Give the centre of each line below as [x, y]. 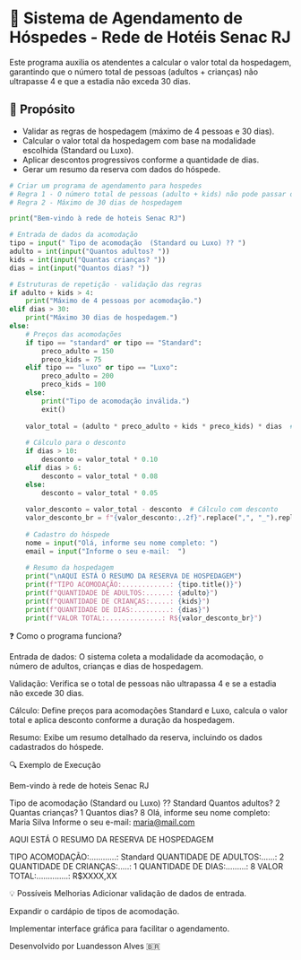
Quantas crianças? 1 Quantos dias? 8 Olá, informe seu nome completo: [140, 812]
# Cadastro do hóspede [68, 534]
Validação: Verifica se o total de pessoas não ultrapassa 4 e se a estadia [143, 683]
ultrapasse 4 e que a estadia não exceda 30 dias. [100, 81]
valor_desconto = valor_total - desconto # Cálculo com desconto [152, 510]
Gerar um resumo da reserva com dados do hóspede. [121, 169]
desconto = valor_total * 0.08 [100, 476]
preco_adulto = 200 [78, 376]
